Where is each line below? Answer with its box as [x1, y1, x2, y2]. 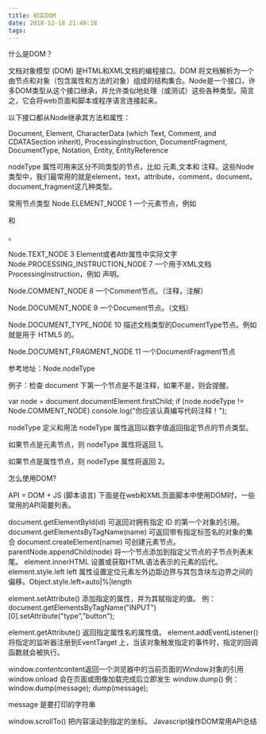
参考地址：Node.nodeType [8, 363, 95, 374]
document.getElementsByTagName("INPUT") [8, 603, 157, 612]
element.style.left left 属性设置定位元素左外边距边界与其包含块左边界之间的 [8, 567, 253, 577]
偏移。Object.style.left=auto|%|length [8, 577, 133, 587]
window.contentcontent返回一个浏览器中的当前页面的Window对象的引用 [8, 665, 245, 674]
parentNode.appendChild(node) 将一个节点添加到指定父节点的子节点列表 [8, 547, 247, 557]
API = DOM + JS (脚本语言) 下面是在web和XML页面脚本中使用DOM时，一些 [8, 491, 256, 500]
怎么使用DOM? [8, 474, 57, 484]
